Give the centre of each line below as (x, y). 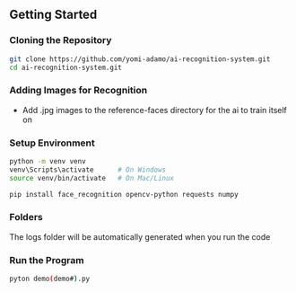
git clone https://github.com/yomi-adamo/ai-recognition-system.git (140, 59)
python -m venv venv (48, 162)
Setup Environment (52, 143)
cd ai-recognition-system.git (66, 67)
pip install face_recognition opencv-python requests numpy (124, 194)
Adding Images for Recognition (78, 91)
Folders (26, 217)
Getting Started (53, 15)
